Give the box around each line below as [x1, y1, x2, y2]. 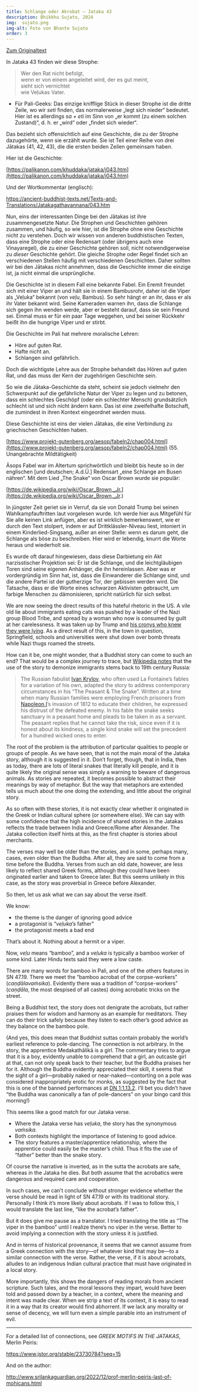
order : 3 [6, 31, 28, 37]
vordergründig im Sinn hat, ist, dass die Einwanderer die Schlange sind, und [6, 572, 190, 579]
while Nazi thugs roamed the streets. [6, 640, 95, 647]
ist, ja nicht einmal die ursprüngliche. [6, 270, 95, 277]
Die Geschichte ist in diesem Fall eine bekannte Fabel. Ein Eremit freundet [6, 281, 185, 288]
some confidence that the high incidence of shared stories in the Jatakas [6, 818, 184, 825]
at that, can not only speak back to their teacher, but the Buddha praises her [6, 1059, 192, 1066]
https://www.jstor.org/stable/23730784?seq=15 [6, 1351, 121, 1358]
